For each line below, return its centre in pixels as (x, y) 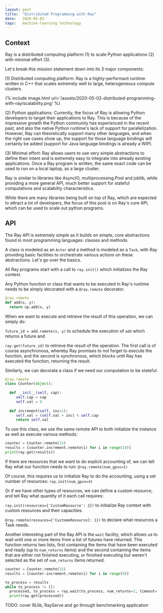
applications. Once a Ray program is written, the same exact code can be (78, 164)
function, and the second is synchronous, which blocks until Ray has (73, 356)
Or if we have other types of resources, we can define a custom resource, (79, 491)
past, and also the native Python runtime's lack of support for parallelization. (81, 128)
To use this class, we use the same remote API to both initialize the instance (81, 429)
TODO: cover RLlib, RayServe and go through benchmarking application (77, 605)
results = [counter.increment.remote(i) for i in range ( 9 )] (67, 574)
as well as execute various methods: (41, 434)
